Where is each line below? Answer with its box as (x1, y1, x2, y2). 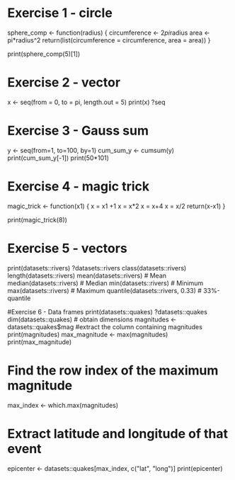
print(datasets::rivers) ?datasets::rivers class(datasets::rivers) (7, 263, 187, 272)
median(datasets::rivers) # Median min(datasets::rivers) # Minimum (7, 278, 204, 287)
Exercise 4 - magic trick (7, 178, 150, 194)
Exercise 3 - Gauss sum (7, 122, 149, 139)
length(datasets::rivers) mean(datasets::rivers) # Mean (7, 271, 167, 280)
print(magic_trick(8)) (7, 215, 67, 224)
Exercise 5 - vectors (7, 240, 127, 256)
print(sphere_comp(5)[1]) (7, 50, 81, 58)
